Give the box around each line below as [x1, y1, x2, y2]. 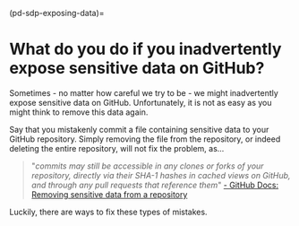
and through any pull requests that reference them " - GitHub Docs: [30, 179, 279, 190]
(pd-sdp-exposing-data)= [9, 8, 105, 18]
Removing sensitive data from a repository [30, 188, 188, 200]
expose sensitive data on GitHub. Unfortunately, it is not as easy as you [9, 97, 272, 108]
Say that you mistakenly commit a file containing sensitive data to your [9, 124, 269, 135]
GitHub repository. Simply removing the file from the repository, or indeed [9, 134, 281, 144]
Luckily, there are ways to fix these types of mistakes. [9, 206, 208, 217]
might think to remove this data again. [9, 107, 149, 117]
